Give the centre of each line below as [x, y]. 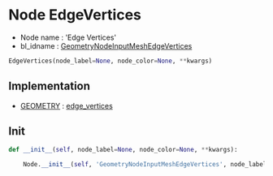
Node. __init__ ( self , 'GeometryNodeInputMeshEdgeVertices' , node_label [145, 165]
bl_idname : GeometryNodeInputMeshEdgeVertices [106, 45]
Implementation [50, 86]
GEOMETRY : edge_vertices [67, 105]
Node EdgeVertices [75, 15]
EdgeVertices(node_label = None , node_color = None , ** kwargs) [110, 61]
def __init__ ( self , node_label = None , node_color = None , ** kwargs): [123, 150]
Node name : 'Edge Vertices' [68, 37]
